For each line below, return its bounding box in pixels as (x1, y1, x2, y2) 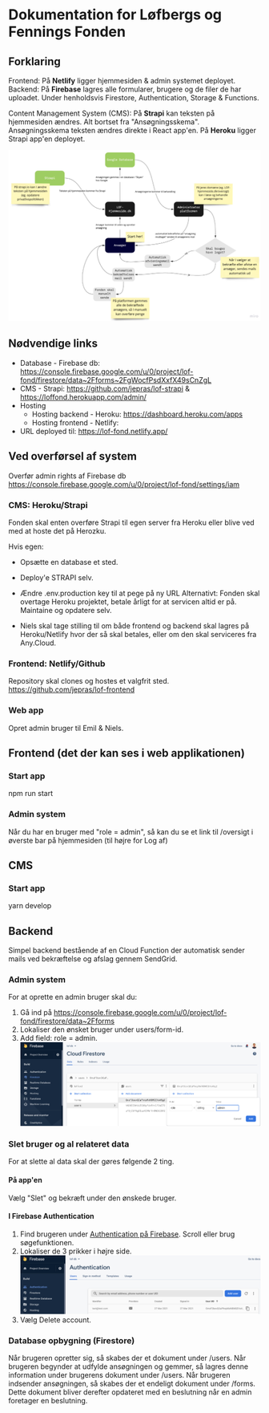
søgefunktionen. (19, 1237, 74, 1247)
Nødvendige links (8, 337, 98, 351)
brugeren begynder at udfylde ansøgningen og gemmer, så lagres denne (8, 1362, 249, 1371)
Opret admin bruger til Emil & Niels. (8, 723, 124, 733)
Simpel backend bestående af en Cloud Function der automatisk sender (8, 945, 246, 956)
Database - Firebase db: (19, 358, 100, 367)
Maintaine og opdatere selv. (19, 606, 112, 615)
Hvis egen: (8, 542, 44, 551)
